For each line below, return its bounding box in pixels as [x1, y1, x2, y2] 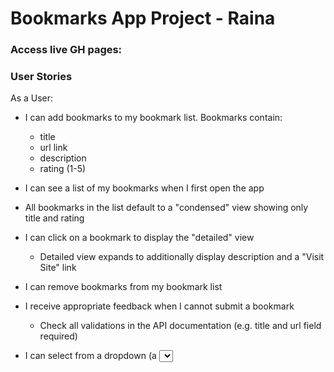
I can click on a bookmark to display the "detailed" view [24, 232, 255, 244]
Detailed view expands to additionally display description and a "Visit [39, 251, 325, 263]
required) [39, 330, 78, 342]
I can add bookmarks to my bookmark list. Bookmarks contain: [24, 112, 283, 124]
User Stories [10, 70, 73, 84]
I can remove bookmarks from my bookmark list [24, 281, 223, 293]
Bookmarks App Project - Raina [10, 7, 276, 30]
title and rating [24, 212, 85, 224]
